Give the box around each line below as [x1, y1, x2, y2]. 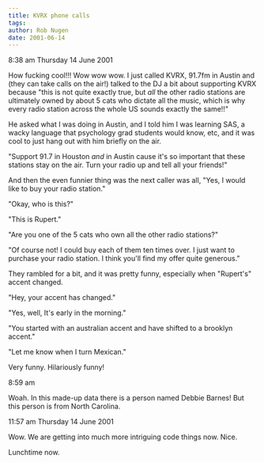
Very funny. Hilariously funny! [8, 362, 105, 372]
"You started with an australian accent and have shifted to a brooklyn [8, 324, 233, 333]
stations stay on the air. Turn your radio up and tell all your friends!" [8, 160, 228, 170]
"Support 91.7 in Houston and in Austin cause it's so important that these [8, 152, 246, 161]
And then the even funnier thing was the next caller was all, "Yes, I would [8, 176, 246, 185]
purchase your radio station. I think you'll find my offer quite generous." [8, 254, 240, 264]
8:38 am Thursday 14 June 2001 [8, 55, 113, 65]
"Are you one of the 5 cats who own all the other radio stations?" [8, 230, 219, 240]
